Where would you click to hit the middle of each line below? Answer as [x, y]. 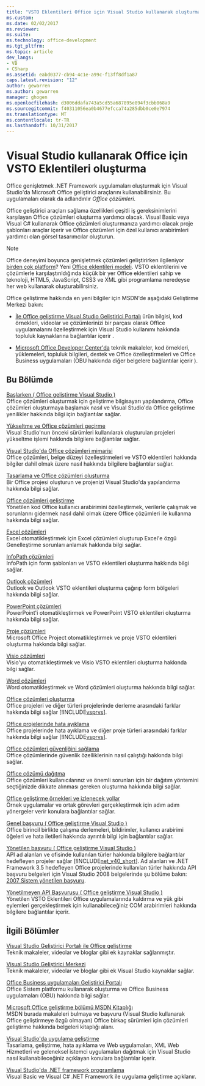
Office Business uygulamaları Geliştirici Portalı [64, 982]
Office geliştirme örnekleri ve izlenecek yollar [63, 798]
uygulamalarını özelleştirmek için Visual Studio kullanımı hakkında [97, 329]
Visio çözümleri [26, 656]
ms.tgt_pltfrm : [26, 46]
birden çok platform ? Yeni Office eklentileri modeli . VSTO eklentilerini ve [97, 267]
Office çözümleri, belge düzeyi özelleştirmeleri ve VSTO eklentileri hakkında [102, 457]
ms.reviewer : [23, 29]
